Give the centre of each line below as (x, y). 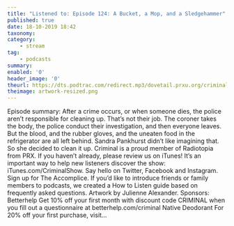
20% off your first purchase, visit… (57, 215)
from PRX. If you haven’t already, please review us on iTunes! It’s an (104, 156)
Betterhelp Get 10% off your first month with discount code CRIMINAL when (116, 200)
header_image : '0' (34, 78)
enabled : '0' (26, 72)
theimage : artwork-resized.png (53, 91)
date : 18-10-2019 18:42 (42, 27)
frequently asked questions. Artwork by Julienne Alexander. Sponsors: (109, 193)
